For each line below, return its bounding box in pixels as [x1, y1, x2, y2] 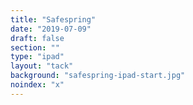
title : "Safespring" [10, 14, 97, 25]
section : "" [10, 42, 60, 53]
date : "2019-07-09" [10, 24, 92, 34]
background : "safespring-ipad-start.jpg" [10, 71, 186, 81]
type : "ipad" [10, 52, 65, 62]
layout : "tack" [10, 61, 74, 71]
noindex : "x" [10, 80, 65, 90]
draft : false [10, 33, 65, 43]
